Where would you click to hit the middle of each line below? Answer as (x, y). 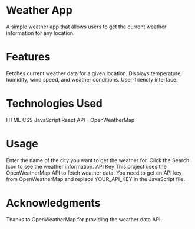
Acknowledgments (54, 203)
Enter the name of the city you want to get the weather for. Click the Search (98, 160)
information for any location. (40, 33)
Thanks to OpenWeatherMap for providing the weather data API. (84, 219)
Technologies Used (54, 104)
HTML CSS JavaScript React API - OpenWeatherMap (70, 120)
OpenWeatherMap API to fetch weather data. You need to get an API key (94, 173)
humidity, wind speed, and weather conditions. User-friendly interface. (92, 79)
